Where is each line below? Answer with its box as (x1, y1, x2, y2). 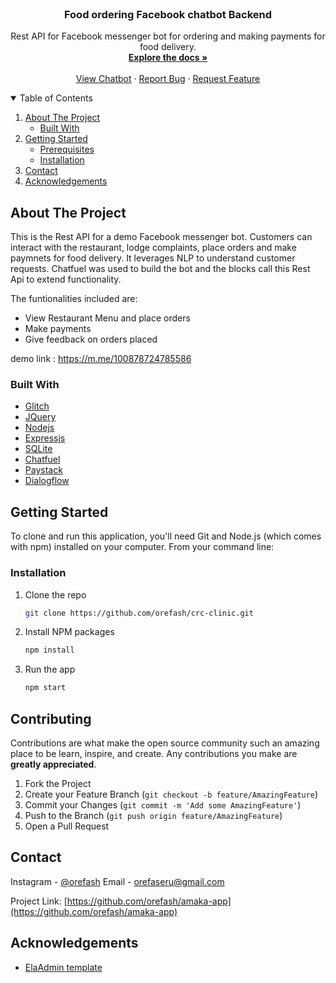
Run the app (24, 663, 76, 676)
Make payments (24, 323, 92, 335)
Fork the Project (24, 777, 92, 789)
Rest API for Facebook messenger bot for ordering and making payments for (10, 30, 326, 42)
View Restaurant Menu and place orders (24, 312, 191, 324)
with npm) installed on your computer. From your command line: (10, 541, 275, 553)
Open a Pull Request (24, 820, 110, 832)
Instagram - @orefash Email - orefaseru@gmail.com (10, 875, 225, 887)
